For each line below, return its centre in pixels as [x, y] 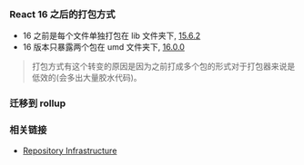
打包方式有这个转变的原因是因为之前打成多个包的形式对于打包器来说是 [163, 66]
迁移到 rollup [38, 103]
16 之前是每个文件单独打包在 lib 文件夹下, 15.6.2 [111, 36]
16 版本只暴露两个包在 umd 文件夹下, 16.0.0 [103, 47]
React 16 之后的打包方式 [62, 14]
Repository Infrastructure [70, 150]
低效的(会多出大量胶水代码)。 [87, 78]
